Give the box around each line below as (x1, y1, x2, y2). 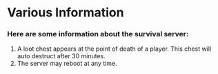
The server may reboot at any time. (17, 60, 117, 68)
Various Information (7, 5, 124, 21)
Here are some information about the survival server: (7, 29, 189, 39)
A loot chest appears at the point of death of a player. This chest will (17, 45, 212, 53)
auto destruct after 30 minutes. (17, 52, 106, 60)
